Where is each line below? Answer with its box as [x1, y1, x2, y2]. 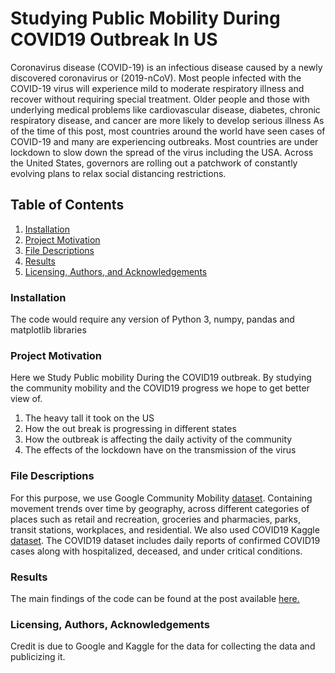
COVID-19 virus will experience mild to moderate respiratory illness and [10, 82, 305, 94]
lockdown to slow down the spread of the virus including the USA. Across [10, 146, 314, 158]
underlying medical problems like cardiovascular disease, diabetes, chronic [10, 103, 321, 116]
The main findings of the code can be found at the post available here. [10, 592, 300, 604]
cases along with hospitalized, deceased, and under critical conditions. [10, 545, 303, 557]
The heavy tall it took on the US [24, 412, 155, 424]
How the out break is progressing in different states [24, 423, 237, 435]
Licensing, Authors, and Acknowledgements [24, 265, 208, 277]
